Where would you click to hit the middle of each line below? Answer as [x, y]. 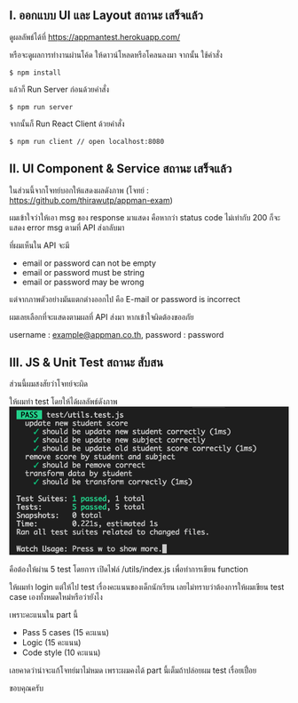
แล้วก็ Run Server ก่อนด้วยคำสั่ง [59, 89]
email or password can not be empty [89, 263]
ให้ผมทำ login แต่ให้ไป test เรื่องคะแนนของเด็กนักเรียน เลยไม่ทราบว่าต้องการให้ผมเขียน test [147, 587]
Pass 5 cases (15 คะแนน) [65, 632]
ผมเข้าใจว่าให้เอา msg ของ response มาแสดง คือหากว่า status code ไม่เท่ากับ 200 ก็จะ [145, 217]
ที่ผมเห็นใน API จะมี [39, 245]
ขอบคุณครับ [27, 688]
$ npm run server [41, 107]
